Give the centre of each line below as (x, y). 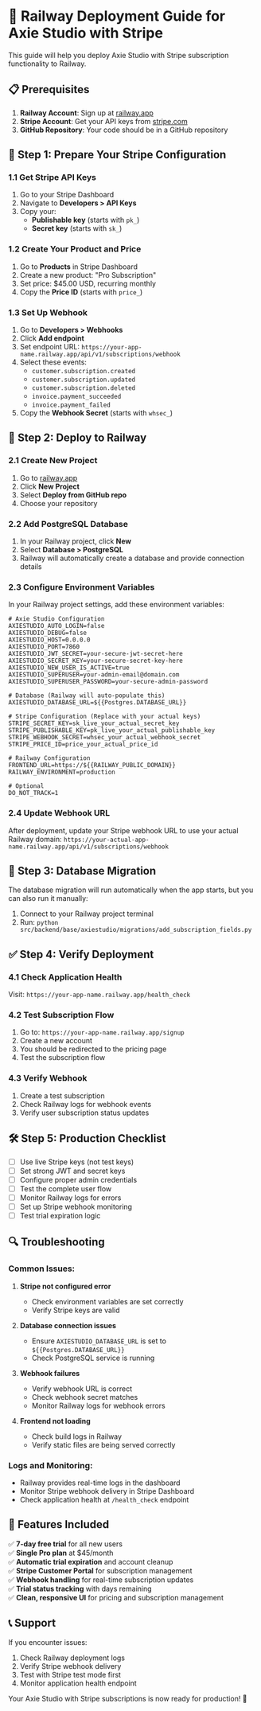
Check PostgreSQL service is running (93, 1358)
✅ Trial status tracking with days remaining (80, 1588)
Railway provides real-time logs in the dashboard (100, 1483)
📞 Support (32, 1623)
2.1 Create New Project (53, 461)
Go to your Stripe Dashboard (67, 195)
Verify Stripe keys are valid (76, 1310)
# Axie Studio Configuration (56, 619)
